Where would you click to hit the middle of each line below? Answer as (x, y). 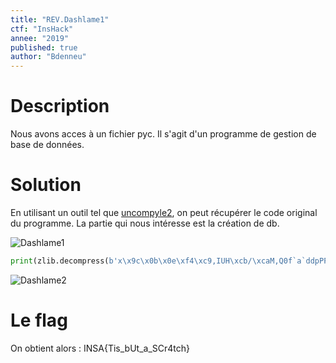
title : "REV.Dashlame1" (60, 19)
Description (60, 106)
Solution (46, 185)
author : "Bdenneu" (48, 57)
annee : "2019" (40, 38)
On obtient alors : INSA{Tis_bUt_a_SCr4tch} (100, 348)
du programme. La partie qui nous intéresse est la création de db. (145, 223)
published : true (44, 47)
